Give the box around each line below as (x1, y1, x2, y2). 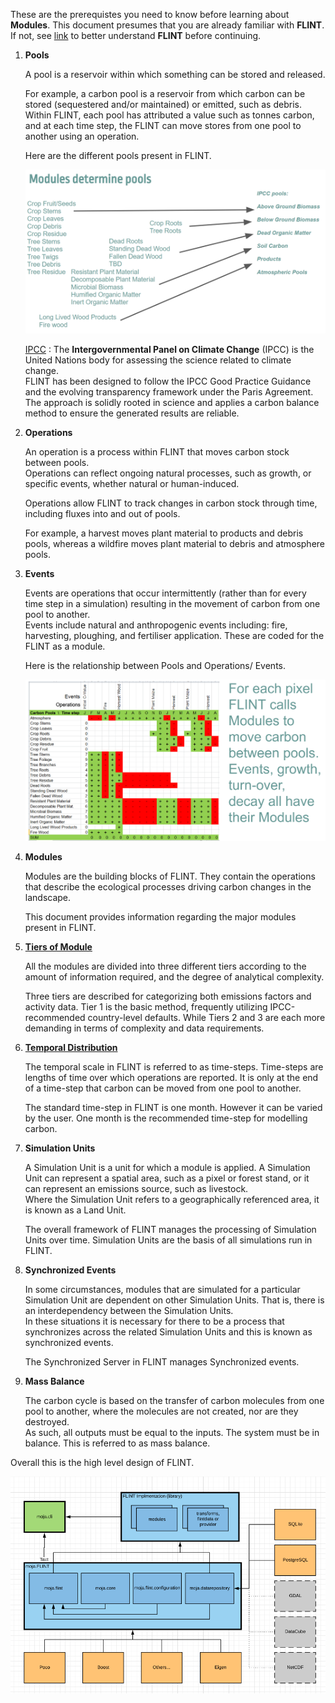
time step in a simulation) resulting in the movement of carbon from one (24, 597, 321, 609)
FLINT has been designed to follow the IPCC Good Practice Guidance (24, 375, 312, 387)
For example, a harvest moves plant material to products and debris (24, 527, 304, 539)
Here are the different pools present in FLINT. (24, 150, 212, 161)
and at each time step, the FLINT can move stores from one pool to (24, 120, 302, 131)
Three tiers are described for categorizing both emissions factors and (24, 990, 312, 1003)
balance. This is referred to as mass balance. (24, 1437, 211, 1449)
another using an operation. (24, 130, 140, 142)
